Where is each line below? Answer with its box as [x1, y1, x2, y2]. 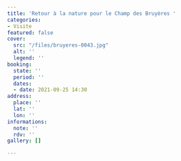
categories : [7, 16, 41, 23]
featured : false [7, 29, 53, 36]
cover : [7, 36, 26, 42]
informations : [7, 118, 48, 125]
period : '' [13, 73, 45, 81]
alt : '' [13, 49, 36, 55]
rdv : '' [13, 131, 36, 138]
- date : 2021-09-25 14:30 [13, 86, 88, 93]
